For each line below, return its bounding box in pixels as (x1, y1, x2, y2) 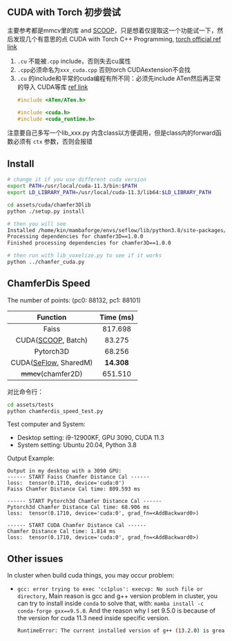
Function (37, 312, 67, 322)
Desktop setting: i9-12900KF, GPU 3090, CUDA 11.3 (17, 434, 164, 442)
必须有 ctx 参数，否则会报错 (12, 137, 93, 146)
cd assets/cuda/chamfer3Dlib (7, 201, 91, 209)
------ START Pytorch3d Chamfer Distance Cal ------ (7, 498, 162, 505)
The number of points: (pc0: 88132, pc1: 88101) (7, 296, 142, 304)
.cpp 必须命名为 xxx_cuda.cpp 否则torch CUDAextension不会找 (17, 65, 191, 74)
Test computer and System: (7, 420, 86, 428)
